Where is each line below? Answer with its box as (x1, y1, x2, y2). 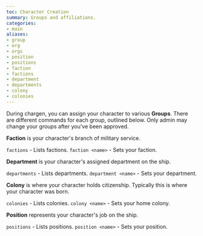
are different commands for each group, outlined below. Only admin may (6, 116, 188, 123)
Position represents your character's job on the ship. (6, 211, 138, 218)
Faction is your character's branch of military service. (6, 134, 141, 142)
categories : (6, 20, 36, 26)
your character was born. (6, 188, 70, 195)
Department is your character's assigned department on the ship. (6, 158, 171, 165)
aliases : (6, 31, 28, 38)
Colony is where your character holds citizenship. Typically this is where (6, 181, 188, 188)
